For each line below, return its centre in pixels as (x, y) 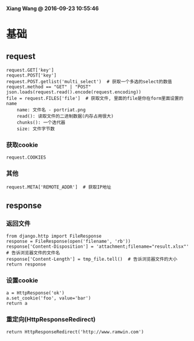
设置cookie (22, 280)
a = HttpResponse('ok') (35, 293)
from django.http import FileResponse (54, 236)
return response (26, 264)
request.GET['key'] (30, 70)
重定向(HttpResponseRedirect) (51, 320)
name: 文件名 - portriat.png (51, 110)
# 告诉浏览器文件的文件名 (33, 252)
